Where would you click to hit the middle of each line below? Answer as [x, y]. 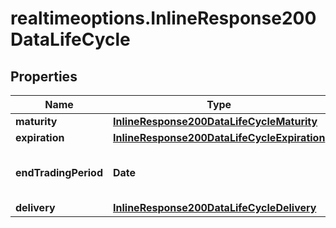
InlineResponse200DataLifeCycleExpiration [219, 137]
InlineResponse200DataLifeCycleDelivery [215, 207]
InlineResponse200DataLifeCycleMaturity [215, 121]
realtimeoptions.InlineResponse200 [163, 18]
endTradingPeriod [59, 172]
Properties [44, 76]
